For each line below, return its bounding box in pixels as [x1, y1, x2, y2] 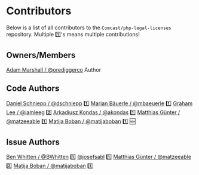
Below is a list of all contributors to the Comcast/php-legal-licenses [6, 24, 172, 31]
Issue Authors [6, 137, 60, 147]
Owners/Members [6, 50, 76, 60]
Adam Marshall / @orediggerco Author [6, 66, 102, 73]
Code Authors [6, 84, 60, 94]
